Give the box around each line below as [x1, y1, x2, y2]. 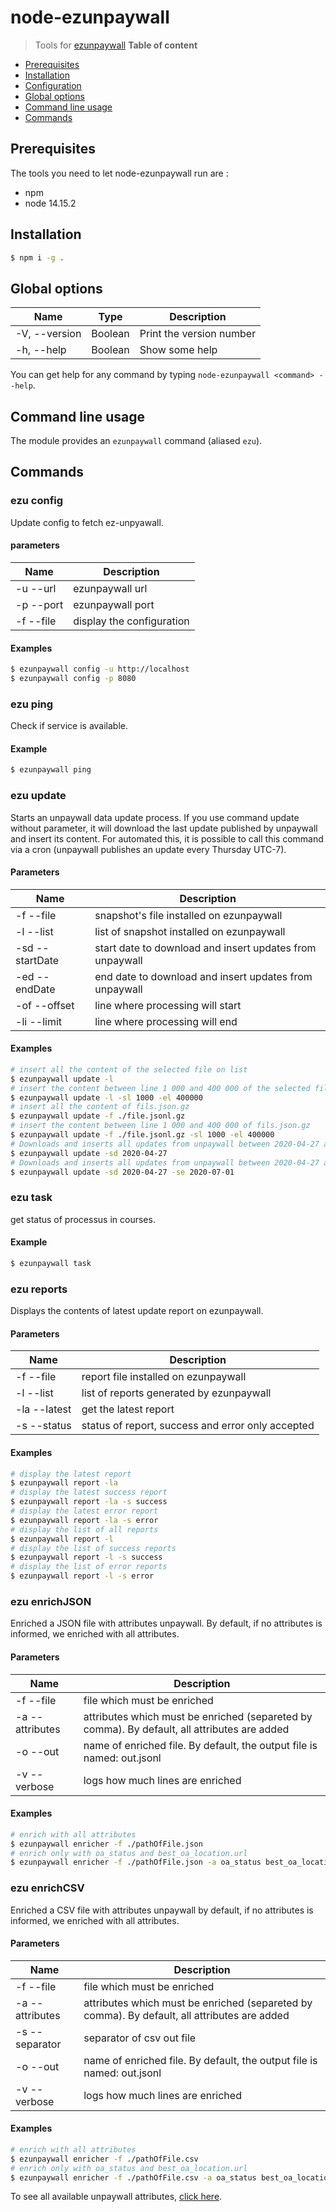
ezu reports [10, 1282, 68, 1296]
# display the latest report [10, 1469, 132, 1479]
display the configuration [73, 614, 190, 628]
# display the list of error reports [10, 1562, 168, 1572]
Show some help [139, 343, 218, 357]
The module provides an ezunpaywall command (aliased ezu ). [10, 435, 263, 447]
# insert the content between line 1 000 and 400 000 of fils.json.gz [10, 1121, 311, 1131]
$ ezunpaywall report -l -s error [10, 1571, 155, 1581]
